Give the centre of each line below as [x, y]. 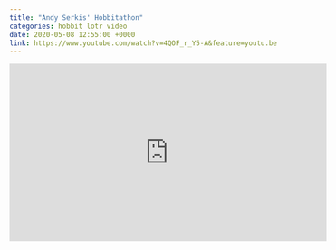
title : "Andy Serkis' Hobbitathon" [77, 18]
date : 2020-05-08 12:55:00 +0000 [72, 34]
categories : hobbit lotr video [68, 26]
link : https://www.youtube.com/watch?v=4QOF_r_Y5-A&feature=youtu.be [144, 43]
